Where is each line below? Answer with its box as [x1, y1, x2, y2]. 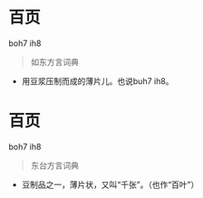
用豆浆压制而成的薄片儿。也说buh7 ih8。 [21, 75, 174, 86]
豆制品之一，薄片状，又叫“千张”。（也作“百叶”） [21, 179, 199, 190]
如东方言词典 [30, 56, 79, 67]
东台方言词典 [30, 159, 79, 171]
